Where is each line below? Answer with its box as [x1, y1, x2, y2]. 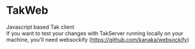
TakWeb [6, 4, 49, 17]
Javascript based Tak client [6, 23, 75, 30]
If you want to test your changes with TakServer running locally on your [6, 29, 184, 36]
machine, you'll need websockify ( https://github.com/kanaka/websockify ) [6, 36, 190, 43]
